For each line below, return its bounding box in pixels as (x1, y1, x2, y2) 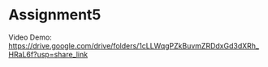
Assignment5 (8, 6, 102, 24)
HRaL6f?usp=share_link (8, 49, 88, 59)
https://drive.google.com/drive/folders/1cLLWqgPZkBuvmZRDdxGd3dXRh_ (8, 40, 260, 50)
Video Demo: (8, 32, 53, 42)
